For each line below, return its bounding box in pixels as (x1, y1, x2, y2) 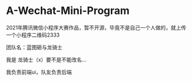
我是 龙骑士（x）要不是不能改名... (6, 56, 86, 63)
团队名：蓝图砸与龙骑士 (6, 44, 62, 51)
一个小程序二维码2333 (6, 31, 60, 38)
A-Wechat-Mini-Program (6, 4, 130, 17)
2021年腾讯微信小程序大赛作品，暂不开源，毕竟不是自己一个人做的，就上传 (6, 24, 187, 31)
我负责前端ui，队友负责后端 (6, 68, 72, 75)
